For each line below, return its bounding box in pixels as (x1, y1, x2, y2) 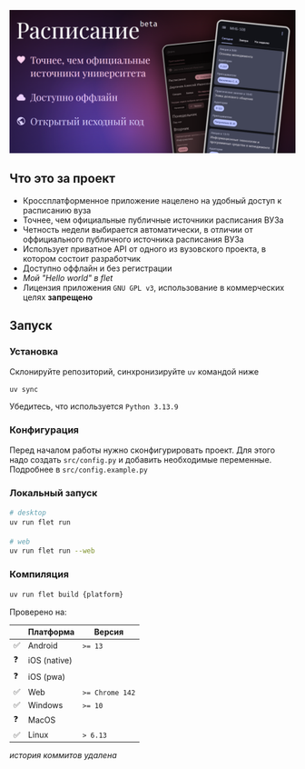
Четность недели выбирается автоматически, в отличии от (22, 224, 253, 235)
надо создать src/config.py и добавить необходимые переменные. (9, 454, 272, 464)
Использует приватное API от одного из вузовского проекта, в (22, 243, 266, 255)
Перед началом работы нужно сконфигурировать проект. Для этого (9, 444, 275, 455)
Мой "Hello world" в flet (22, 272, 113, 283)
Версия (93, 626, 124, 637)
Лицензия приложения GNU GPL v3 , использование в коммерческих (22, 282, 285, 293)
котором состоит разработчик (22, 253, 141, 264)
